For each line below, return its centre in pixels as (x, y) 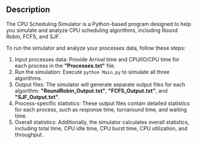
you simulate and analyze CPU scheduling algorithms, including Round (92, 30)
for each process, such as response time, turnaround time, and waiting (101, 109)
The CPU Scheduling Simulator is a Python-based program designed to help (99, 24)
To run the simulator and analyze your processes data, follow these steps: (96, 48)
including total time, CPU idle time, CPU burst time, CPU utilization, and (101, 128)
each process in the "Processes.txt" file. (65, 66)
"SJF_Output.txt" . (37, 97)
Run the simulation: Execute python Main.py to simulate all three (92, 72)
